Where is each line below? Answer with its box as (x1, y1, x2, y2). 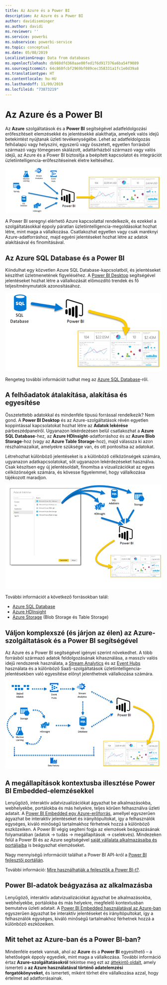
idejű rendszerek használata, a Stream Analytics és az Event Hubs (5, 660, 141, 666)
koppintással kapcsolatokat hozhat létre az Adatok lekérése (5, 422, 128, 428)
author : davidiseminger (5, 18, 55, 23)
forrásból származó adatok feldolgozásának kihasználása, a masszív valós (5, 655, 158, 660)
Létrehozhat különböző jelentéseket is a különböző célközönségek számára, (5, 453, 162, 459)
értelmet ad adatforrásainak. (5, 975, 63, 981)
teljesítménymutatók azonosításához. (5, 283, 82, 289)
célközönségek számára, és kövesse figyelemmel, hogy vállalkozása (5, 469, 146, 475)
